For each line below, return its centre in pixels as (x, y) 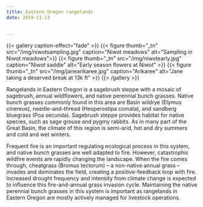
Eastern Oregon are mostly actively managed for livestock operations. (93, 197)
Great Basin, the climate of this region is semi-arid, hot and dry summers (97, 128)
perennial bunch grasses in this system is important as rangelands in (92, 191)
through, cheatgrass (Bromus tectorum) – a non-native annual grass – (93, 165)
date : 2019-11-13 (28, 18)
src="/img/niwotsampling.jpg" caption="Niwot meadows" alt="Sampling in (99, 51)
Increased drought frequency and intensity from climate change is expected (101, 178)
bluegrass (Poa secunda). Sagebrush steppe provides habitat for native (95, 115)
